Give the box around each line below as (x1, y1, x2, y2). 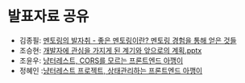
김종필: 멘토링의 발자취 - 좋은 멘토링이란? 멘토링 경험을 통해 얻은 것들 (19, 35, 237, 45)
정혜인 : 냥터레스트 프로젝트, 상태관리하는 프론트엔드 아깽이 (19, 65, 203, 75)
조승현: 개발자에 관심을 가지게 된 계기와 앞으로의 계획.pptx (19, 45, 202, 55)
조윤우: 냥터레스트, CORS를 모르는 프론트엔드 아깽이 (19, 56, 184, 65)
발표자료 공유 (7, 7, 89, 26)
